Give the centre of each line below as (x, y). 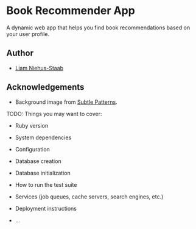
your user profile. (28, 34)
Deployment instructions (46, 208)
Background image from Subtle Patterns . (66, 102)
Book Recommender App (71, 11)
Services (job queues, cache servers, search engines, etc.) (89, 197)
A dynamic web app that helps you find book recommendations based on (98, 27)
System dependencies (43, 137)
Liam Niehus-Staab (39, 68)
